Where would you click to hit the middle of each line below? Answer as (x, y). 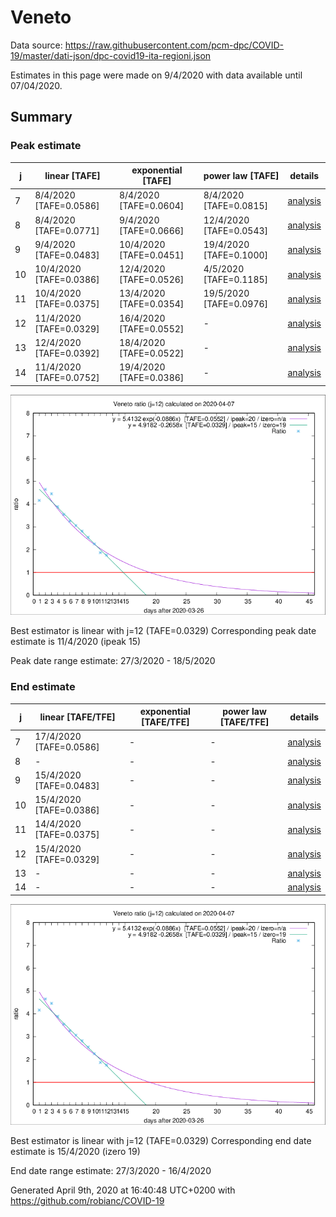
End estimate (43, 687)
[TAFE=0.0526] (151, 280)
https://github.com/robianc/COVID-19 (87, 1200)
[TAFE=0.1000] (236, 255)
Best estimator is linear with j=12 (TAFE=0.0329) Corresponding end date (161, 1140)
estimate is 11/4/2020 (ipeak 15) (76, 642)
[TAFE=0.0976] (236, 304)
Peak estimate (46, 146)
